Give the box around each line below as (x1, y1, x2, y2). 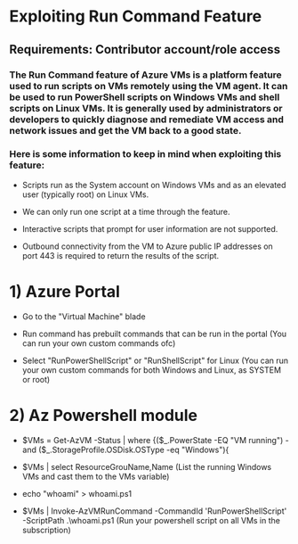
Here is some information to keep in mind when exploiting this (9, 148, 282, 161)
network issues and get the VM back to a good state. (9, 124, 242, 136)
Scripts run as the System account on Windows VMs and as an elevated (21, 179, 286, 190)
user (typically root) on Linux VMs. (21, 189, 149, 200)
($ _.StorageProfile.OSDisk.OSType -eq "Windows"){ (38, 444, 230, 455)
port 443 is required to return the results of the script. (21, 250, 220, 260)
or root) (21, 374, 51, 384)
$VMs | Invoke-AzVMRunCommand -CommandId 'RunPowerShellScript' (21, 506, 287, 516)
